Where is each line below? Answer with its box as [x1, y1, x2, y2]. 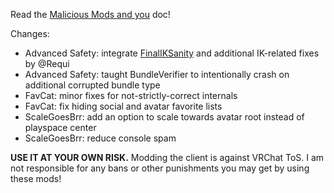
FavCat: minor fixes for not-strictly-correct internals [24, 90, 238, 101]
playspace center [24, 122, 97, 133]
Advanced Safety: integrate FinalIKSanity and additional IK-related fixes [24, 47, 320, 59]
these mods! [10, 173, 62, 184]
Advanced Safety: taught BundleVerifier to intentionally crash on [24, 69, 290, 80]
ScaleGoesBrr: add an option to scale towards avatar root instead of [24, 111, 305, 123]
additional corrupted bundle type [24, 79, 161, 91]
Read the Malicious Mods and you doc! [10, 9, 171, 20]
